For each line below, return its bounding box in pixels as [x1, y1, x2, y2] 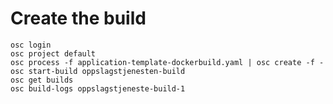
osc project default [10, 48, 97, 59]
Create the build [10, 7, 147, 30]
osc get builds [10, 75, 74, 85]
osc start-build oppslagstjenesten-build [10, 66, 186, 76]
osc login [10, 40, 52, 50]
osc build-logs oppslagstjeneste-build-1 [10, 83, 186, 94]
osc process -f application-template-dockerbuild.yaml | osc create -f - [10, 57, 325, 67]
